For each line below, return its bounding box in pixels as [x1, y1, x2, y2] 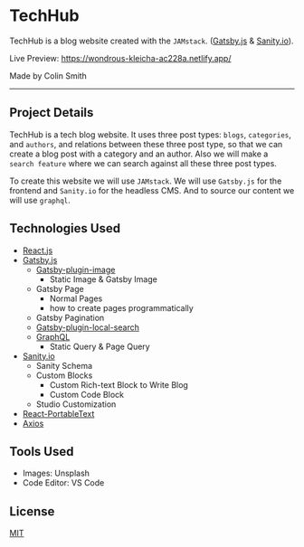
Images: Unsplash [22, 467, 90, 479]
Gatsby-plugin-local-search [35, 322, 140, 333]
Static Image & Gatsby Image [49, 273, 158, 285]
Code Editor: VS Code [22, 477, 105, 488]
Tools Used [9, 444, 74, 459]
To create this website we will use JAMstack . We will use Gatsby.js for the [9, 175, 282, 186]
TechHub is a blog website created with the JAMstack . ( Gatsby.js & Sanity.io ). [9, 35, 294, 46]
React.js [22, 245, 53, 256]
